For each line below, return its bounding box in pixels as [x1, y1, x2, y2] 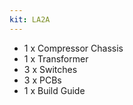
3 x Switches [23, 63, 78, 75]
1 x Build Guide [23, 84, 86, 96]
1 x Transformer [23, 52, 89, 65]
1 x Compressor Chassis [23, 42, 124, 54]
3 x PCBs [23, 74, 62, 86]
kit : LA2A [9, 14, 51, 25]
